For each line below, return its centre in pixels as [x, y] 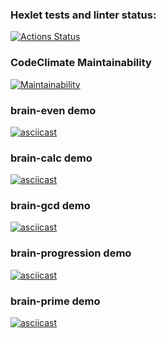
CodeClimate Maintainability [81, 63]
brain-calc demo [51, 158]
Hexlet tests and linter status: [83, 15]
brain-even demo [53, 110]
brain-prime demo [55, 301]
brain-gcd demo [50, 206]
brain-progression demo [71, 253]
